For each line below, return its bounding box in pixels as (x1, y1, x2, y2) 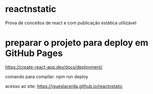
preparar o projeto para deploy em (5, 37, 149, 48)
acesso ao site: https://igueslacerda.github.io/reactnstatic (5, 83, 123, 89)
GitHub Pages (5, 48, 63, 59)
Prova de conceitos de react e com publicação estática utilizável (5, 20, 137, 26)
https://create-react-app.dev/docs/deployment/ (5, 64, 102, 70)
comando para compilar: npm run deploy (5, 73, 88, 80)
